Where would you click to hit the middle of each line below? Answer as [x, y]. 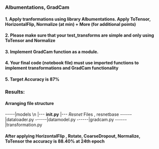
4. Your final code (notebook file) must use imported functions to [72, 63]
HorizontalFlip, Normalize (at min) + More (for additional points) [71, 24]
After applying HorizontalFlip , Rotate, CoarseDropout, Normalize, [73, 136]
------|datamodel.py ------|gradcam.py [74, 120]
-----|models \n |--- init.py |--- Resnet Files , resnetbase [62, 114]
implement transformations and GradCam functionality [62, 68]
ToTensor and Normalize [30, 41]
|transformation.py [24, 125]
